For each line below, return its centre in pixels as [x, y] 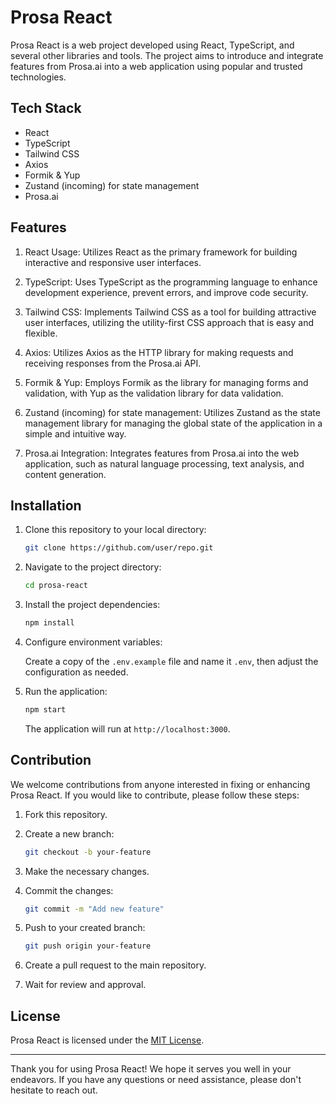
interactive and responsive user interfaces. [113, 262]
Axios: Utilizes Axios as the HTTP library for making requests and [159, 352]
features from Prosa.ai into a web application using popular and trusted [156, 66]
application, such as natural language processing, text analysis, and [164, 463]
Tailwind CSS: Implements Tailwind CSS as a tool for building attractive [170, 312]
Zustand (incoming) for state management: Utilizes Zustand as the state [172, 412]
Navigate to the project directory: [93, 567]
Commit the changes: [69, 890]
